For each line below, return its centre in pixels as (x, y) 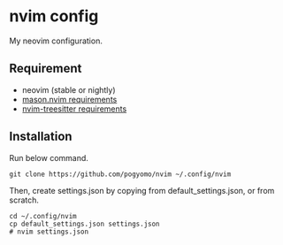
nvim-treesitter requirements (74, 109)
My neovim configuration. (56, 41)
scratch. (24, 200)
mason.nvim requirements (69, 99)
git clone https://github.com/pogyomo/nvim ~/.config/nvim (120, 174)
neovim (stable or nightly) (69, 89)
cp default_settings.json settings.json (85, 224)
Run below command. (49, 157)
